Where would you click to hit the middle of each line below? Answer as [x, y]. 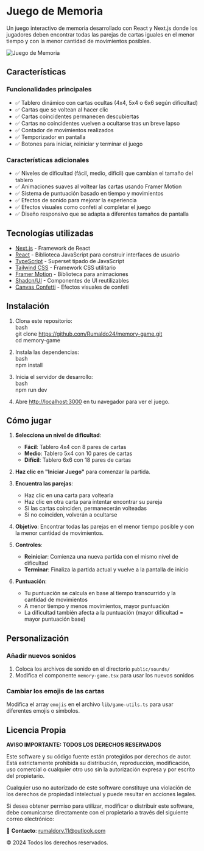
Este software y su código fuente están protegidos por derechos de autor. [99, 757]
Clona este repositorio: [44, 320]
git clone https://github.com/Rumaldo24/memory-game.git [89, 334]
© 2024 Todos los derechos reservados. [57, 842]
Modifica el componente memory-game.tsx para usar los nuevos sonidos [104, 676]
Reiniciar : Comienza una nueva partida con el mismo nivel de [101, 557]
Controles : [29, 545]
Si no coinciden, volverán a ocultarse [71, 515]
